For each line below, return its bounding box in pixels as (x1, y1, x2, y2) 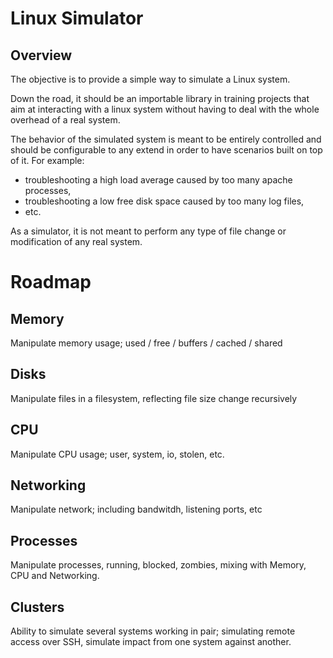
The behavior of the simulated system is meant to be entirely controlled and (10, 133, 322, 145)
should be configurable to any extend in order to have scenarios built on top (10, 144, 323, 156)
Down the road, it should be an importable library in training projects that (10, 93, 310, 104)
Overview (10, 47, 73, 64)
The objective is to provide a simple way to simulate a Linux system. (10, 73, 291, 85)
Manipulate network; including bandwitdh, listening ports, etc (10, 503, 263, 516)
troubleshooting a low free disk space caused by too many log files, (24, 195, 305, 207)
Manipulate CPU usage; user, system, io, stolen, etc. (10, 448, 225, 460)
